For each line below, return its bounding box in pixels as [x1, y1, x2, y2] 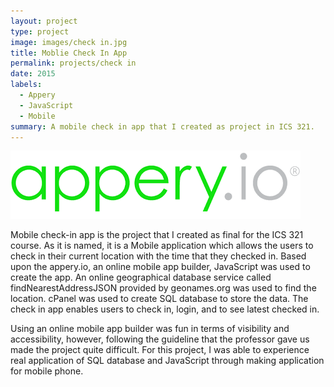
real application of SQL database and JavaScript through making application [10, 355, 325, 367]
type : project [10, 26, 70, 37]
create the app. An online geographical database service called [10, 271, 272, 284]
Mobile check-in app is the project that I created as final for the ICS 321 [10, 229, 304, 241]
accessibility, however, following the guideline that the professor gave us [10, 333, 310, 345]
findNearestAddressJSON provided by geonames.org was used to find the [10, 282, 317, 294]
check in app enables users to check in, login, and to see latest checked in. [10, 303, 320, 315]
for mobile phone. [10, 365, 84, 377]
